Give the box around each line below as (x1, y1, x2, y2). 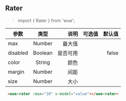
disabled (8, 49, 28, 56)
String (35, 59, 51, 66)
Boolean (32, 49, 53, 56)
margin (8, 68, 24, 75)
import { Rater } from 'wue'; (17, 17, 75, 23)
